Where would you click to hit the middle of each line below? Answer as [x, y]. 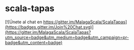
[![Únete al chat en [24, 22]
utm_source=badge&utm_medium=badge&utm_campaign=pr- [67, 37]
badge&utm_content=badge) [34, 42]
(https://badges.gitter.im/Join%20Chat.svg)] [49, 27]
